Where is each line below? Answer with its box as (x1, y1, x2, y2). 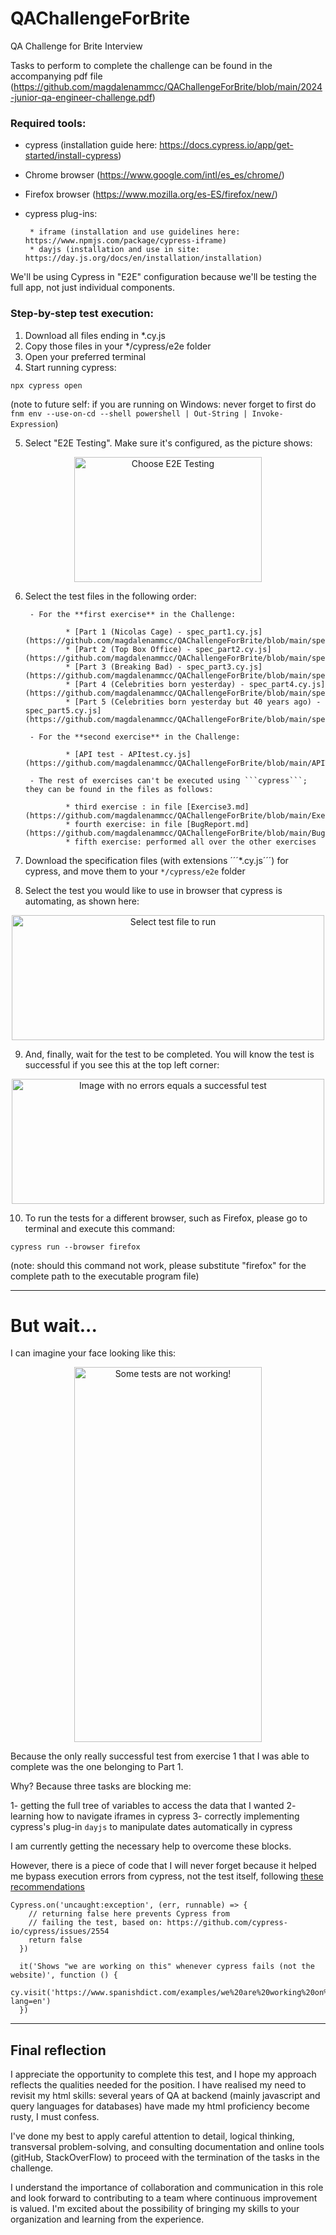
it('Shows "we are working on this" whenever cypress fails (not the (19, 1962, 315, 1972)
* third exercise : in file (65, 802, 183, 812)
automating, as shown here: (24, 895, 140, 907)
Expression (10, 419, 56, 429)
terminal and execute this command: (24, 1222, 176, 1234)
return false (28, 1935, 83, 1946)
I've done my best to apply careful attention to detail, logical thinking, (10, 2130, 295, 2142)
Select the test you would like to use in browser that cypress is (24, 884, 283, 896)
